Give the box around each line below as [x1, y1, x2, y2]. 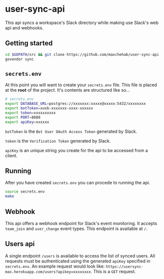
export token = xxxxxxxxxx [5, 110, 56, 115]
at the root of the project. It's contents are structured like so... [5, 87, 130, 93]
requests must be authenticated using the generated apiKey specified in [5, 258, 151, 264]
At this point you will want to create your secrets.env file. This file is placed [5, 82, 157, 88]
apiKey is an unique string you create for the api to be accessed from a [5, 147, 148, 153]
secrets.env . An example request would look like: [5, 263, 105, 269]
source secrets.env [5, 189, 45, 194]
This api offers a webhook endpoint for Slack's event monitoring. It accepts [5, 220, 157, 226]
